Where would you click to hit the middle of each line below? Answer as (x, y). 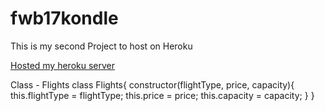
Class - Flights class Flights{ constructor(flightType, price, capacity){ (152, 84)
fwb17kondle (64, 18)
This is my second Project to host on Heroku (101, 46)
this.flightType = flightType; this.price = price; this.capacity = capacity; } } (162, 95)
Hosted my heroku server (63, 65)
